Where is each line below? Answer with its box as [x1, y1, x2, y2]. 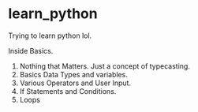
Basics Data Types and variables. [19, 69, 128, 79]
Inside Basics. [8, 46, 54, 55]
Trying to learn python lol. [8, 31, 92, 40]
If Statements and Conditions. [19, 86, 117, 95]
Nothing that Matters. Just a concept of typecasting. [19, 61, 191, 71]
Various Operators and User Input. [19, 78, 132, 88]
